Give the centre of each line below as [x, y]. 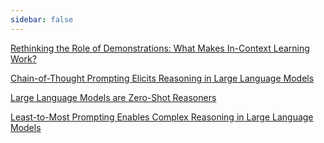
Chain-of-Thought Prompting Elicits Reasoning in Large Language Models [162, 78]
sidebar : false [42, 19]
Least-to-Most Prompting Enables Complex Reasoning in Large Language [162, 117]
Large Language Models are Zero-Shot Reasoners [113, 97]
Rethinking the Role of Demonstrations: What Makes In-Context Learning [160, 48]
